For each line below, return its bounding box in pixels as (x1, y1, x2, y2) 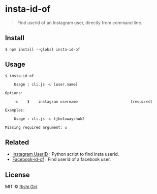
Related (5, 138, 30, 146)
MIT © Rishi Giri (5, 184, 38, 190)
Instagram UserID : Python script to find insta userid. (12, 151, 119, 157)
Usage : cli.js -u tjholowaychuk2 (14, 116, 85, 121)
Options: (5, 90, 23, 95)
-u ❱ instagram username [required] (14, 99, 153, 104)
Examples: (5, 108, 26, 112)
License (5, 170, 30, 179)
